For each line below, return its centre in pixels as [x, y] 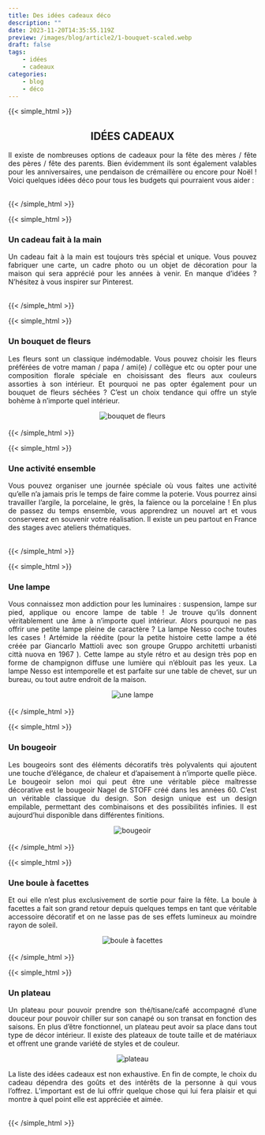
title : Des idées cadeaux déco [60, 15]
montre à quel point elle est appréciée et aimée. [86, 1099]
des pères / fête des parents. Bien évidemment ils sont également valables [132, 163]
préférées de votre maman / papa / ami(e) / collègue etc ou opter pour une [132, 367]
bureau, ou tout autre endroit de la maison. [78, 680]
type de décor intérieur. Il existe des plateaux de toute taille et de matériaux [132, 1036]
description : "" [35, 23]
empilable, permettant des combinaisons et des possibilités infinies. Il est [132, 807]
